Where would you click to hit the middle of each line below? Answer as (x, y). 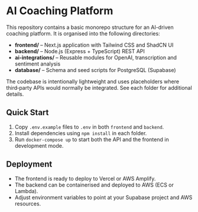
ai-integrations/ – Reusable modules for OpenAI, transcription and (96, 57)
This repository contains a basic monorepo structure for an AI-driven (90, 27)
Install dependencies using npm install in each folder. (81, 133)
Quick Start (27, 112)
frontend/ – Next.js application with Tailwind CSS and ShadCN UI (94, 45)
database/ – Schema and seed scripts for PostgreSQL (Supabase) (95, 70)
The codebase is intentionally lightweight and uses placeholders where (92, 81)
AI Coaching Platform (60, 11)
